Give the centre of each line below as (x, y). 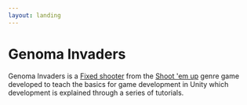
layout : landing (35, 15)
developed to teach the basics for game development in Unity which (118, 84)
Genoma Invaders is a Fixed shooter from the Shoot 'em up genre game (124, 76)
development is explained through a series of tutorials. (96, 92)
